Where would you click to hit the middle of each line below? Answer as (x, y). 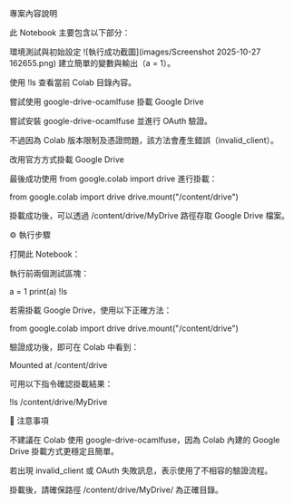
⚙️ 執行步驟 (30, 235)
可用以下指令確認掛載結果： (61, 384)
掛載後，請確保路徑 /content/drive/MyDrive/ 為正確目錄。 (117, 489)
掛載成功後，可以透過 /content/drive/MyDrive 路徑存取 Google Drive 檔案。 (150, 215)
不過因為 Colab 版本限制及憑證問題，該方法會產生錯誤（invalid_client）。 (144, 140)
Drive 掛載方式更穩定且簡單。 (64, 451)
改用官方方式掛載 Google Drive (67, 160)
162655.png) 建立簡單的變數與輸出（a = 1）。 (93, 63)
